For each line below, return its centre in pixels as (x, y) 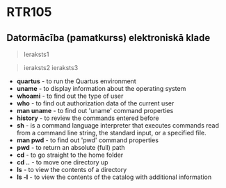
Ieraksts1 (36, 54)
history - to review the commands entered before (88, 118)
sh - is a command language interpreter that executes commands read (118, 125)
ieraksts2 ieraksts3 (51, 68)
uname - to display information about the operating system (101, 88)
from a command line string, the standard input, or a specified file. (111, 133)
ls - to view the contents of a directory (72, 170)
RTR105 (29, 12)
